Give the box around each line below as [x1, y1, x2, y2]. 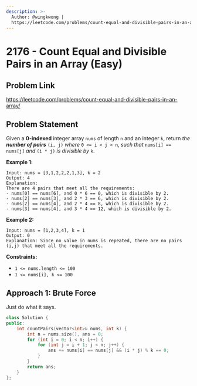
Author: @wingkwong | [11, 14, 64, 20]
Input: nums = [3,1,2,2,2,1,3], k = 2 [6, 170, 101, 176]
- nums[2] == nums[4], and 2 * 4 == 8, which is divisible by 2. [6, 201, 169, 207]
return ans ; [27, 364, 57, 370]
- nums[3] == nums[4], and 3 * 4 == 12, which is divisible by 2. [6, 206, 172, 212]
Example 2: [6, 216, 34, 224]
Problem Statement [6, 119, 79, 129]
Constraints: [6, 253, 38, 260]
